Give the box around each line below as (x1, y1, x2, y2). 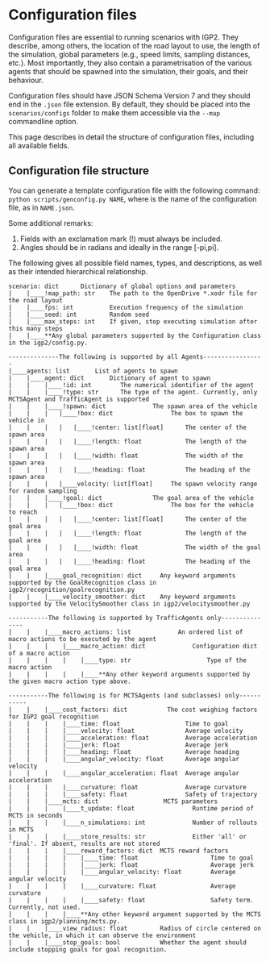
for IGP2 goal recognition (8, 712, 99, 721)
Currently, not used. (8, 903, 81, 911)
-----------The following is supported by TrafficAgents (8, 614, 204, 622)
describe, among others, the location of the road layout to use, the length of (8, 40, 260, 50)
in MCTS (8, 825, 35, 834)
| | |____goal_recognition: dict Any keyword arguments (8, 571, 236, 580)
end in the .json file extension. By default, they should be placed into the (8, 99, 251, 109)
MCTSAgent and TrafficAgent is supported (8, 395, 150, 403)
